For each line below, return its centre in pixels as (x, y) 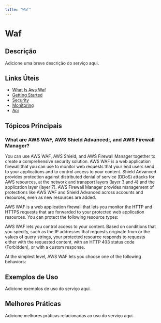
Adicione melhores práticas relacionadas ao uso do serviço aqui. (69, 315)
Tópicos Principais (34, 126)
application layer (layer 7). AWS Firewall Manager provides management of (80, 187)
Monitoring (23, 105)
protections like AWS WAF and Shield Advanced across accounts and (74, 193)
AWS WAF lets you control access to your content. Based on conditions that (80, 226)
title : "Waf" (18, 9)
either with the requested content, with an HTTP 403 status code (70, 242)
